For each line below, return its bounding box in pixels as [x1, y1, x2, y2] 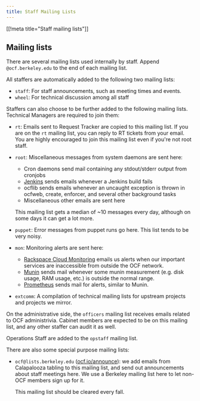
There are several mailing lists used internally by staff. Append [6, 58, 159, 66]
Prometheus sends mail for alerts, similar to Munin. [23, 281, 149, 288]
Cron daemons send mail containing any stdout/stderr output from [23, 165, 187, 173]
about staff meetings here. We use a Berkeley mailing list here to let [14, 371, 181, 378]
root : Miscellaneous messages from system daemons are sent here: [14, 154, 183, 161]
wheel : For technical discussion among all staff [14, 94, 130, 101]
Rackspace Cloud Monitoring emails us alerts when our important [23, 256, 185, 263]
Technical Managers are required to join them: [6, 111, 119, 119]
